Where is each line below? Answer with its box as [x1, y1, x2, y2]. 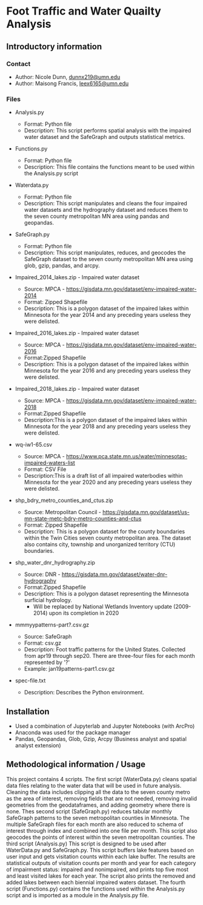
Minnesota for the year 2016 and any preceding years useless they [24, 367, 191, 375]
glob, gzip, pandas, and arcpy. [24, 262, 100, 269]
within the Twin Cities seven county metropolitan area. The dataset [24, 534, 191, 541]
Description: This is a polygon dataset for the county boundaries [24, 528, 185, 535]
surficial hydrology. [24, 597, 73, 604]
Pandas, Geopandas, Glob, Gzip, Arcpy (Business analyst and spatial [15, 735, 187, 742]
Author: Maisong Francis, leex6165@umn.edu [15, 80, 129, 87]
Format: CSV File [24, 466, 67, 473]
